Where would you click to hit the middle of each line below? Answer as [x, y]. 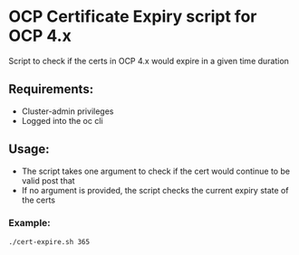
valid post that [48, 180]
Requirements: [51, 89]
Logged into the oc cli [62, 120]
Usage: [29, 150]
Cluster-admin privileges [68, 111]
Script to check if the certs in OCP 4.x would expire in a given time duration [149, 61]
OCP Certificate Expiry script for [133, 17]
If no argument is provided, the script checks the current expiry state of [155, 190]
